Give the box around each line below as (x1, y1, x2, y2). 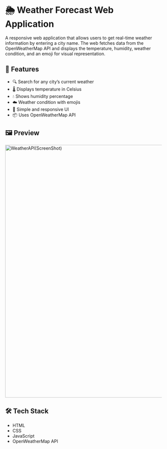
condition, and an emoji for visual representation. (5, 51, 105, 57)
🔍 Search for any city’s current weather (12, 79, 94, 85)
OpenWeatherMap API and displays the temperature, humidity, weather (5, 45, 151, 51)
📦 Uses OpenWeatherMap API (12, 112, 76, 118)
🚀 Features (5, 65, 39, 74)
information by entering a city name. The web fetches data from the (5, 40, 144, 46)
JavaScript (12, 433, 35, 439)
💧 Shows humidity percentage (12, 93, 73, 99)
